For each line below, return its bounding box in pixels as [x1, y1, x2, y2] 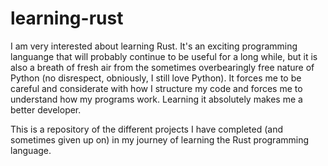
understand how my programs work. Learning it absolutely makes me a [10, 93, 303, 105]
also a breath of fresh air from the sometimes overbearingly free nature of [10, 61, 315, 73]
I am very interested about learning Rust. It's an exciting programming [10, 40, 298, 52]
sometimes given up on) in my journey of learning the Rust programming [10, 133, 310, 146]
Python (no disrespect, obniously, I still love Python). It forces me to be [10, 72, 302, 84]
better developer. [10, 103, 82, 116]
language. [10, 144, 52, 156]
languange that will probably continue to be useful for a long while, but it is [10, 50, 318, 62]
